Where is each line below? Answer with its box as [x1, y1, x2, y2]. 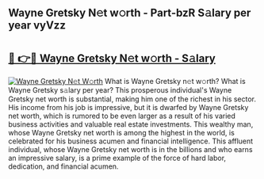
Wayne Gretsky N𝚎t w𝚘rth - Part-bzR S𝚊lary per [8, 6, 251, 20]
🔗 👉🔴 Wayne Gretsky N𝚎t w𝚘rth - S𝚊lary [8, 51, 216, 65]
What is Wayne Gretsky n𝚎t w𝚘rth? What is [104, 77, 246, 86]
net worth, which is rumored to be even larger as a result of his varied [8, 111, 236, 120]
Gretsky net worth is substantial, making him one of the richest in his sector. [8, 94, 256, 104]
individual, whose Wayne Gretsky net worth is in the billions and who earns [8, 145, 253, 154]
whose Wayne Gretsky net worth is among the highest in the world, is [8, 128, 235, 137]
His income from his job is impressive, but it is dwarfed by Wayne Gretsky [8, 103, 249, 112]
